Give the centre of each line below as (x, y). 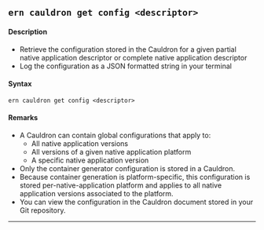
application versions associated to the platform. (97, 193)
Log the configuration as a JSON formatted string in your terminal (125, 66)
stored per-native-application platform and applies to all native (121, 185)
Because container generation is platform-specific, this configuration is (135, 177)
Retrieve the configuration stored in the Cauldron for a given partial (128, 49)
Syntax (20, 84)
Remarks (23, 118)
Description (28, 31)
